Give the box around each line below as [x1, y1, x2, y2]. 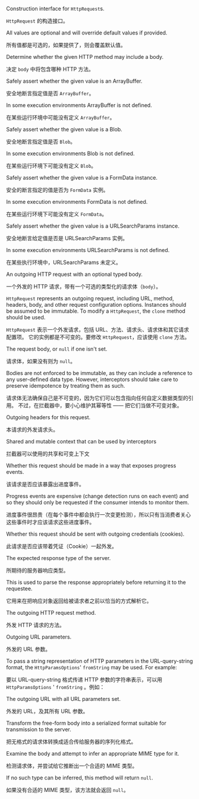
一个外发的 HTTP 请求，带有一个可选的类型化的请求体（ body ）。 [6, 283, 162, 290]
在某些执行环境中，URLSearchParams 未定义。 [6, 259, 122, 266]
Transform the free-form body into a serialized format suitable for [6, 719, 166, 726]
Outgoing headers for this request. [6, 414, 91, 421]
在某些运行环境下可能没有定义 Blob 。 [6, 162, 97, 169]
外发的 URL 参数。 [6, 646, 51, 653]
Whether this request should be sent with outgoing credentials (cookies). [6, 530, 185, 537]
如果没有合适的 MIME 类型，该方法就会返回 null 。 [6, 787, 129, 793]
